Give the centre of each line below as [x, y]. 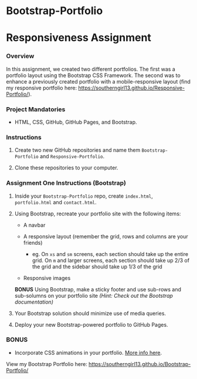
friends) [33, 242]
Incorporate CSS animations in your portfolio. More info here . [88, 353]
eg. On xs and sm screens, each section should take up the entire [110, 254]
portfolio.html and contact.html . [55, 202]
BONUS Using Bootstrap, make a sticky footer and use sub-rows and [98, 289]
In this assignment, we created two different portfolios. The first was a [91, 69]
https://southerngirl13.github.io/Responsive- [132, 88]
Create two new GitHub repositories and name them [77, 150]
